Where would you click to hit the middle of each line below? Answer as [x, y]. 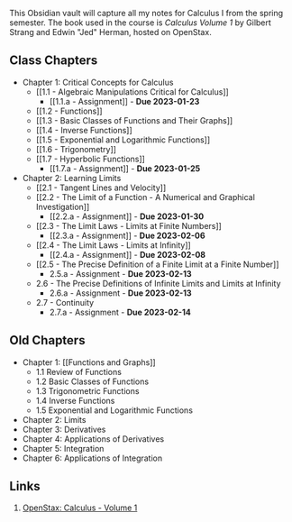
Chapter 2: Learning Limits [72, 178]
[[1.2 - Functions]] [69, 111]
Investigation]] [63, 206]
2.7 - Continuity [65, 302]
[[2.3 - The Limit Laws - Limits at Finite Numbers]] [129, 225]
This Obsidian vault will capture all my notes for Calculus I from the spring [146, 13]
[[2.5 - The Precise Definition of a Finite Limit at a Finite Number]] [157, 264]
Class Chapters [54, 61]
